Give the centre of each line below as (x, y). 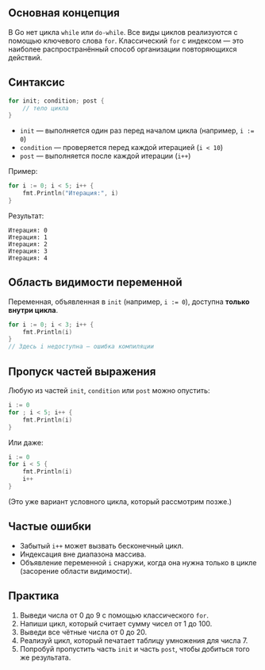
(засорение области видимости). (76, 571)
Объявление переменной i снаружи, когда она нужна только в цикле (138, 562)
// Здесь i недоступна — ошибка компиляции (81, 347)
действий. (25, 57)
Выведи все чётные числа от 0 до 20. (83, 632)
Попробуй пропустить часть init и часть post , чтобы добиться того (134, 649)
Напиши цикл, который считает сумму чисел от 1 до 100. (116, 623)
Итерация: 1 (28, 237)
